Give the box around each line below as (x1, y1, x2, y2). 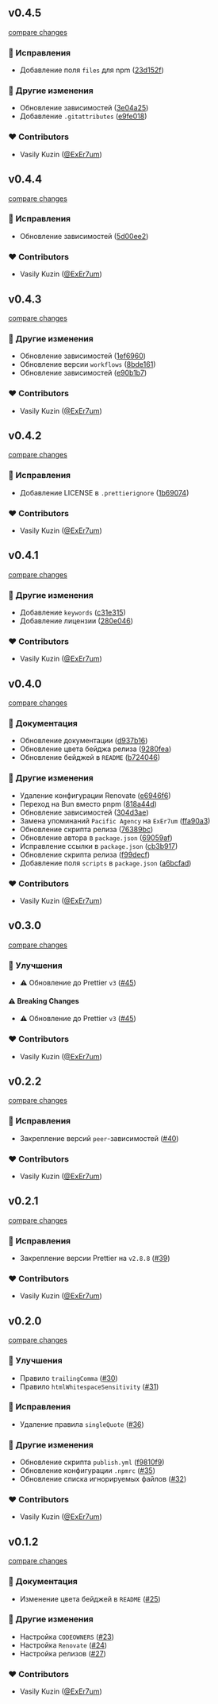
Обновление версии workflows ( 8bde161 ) (19, 360, 156, 369)
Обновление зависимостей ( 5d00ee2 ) (19, 231, 149, 241)
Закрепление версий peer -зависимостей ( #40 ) (19, 1133, 179, 1143)
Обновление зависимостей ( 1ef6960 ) (19, 351, 147, 360)
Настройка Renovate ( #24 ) (19, 1640, 108, 1650)
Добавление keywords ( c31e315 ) (19, 607, 127, 618)
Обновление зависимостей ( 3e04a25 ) (19, 103, 149, 113)
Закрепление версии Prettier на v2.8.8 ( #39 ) (19, 1254, 170, 1263)
